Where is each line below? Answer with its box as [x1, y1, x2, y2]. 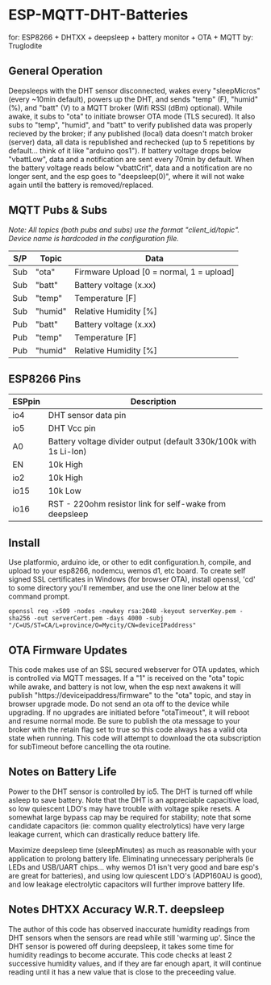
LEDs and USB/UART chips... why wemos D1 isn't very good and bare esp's [8, 862, 260, 872]
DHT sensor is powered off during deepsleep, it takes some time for [8, 941, 234, 951]
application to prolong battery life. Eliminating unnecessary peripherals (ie [8, 854, 254, 863]
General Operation [8, 65, 103, 78]
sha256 [8, 615, 31, 623]
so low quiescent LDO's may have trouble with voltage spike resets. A [8, 803, 240, 813]
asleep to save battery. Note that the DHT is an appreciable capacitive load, [8, 795, 260, 804]
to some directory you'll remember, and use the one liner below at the [8, 583, 240, 593]
